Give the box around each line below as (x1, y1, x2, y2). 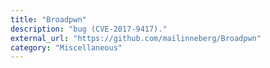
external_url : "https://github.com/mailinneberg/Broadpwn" (10, 33, 262, 43)
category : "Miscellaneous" (10, 42, 123, 53)
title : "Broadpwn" (10, 14, 87, 25)
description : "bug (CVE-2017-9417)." (10, 24, 168, 34)
